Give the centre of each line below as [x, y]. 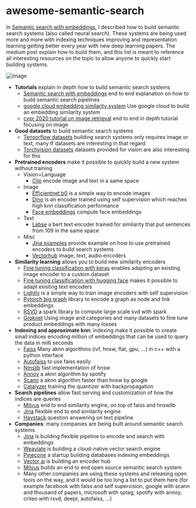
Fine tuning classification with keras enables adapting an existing [102, 267]
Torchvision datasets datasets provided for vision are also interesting [106, 149]
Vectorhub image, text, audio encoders [79, 255]
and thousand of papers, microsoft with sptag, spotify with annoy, [103, 492]
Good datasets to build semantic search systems [74, 131]
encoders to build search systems [73, 249]
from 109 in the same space [66, 231]
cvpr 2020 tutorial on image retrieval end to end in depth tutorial [101, 118]
